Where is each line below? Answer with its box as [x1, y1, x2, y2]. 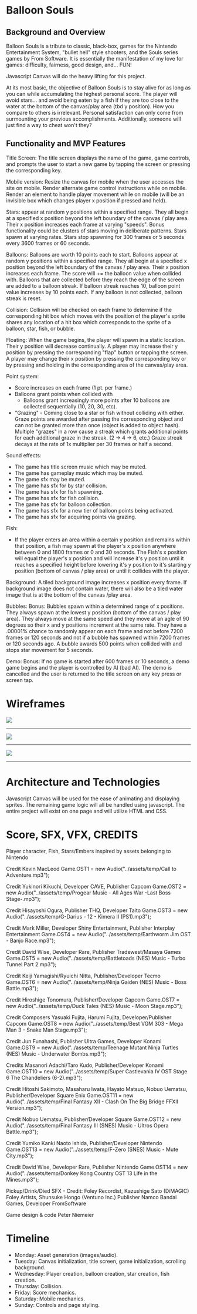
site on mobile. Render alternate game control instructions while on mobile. [6, 184, 187, 191]
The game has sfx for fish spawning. [14, 488, 104, 495]
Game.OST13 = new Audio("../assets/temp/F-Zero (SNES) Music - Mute [6, 1146, 179, 1153]
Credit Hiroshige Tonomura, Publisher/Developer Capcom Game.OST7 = [6, 996, 180, 1003]
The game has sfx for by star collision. [14, 482, 107, 489]
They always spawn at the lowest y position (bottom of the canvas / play [6, 608, 181, 616]
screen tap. [6, 676, 34, 683]
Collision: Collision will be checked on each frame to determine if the [6, 306, 172, 313]
